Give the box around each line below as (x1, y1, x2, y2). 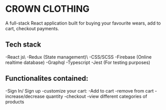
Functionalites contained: (5, 74, 88, 83)
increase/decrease (5, 93, 45, 99)
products (5, 98, 25, 105)
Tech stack (5, 40, 41, 49)
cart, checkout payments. (5, 25, 59, 31)
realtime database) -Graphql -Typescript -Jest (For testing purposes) (5, 59, 151, 65)
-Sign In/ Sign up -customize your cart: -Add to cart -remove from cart (5, 87, 154, 94)
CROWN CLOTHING (5, 3, 90, 15)
